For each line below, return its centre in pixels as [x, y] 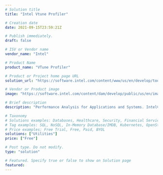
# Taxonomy [16, 116]
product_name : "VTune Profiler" [38, 67]
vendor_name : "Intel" [27, 54]
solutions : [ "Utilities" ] [31, 134]
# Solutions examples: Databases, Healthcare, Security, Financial [75, 120]
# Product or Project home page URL [42, 76]
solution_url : [19, 81]
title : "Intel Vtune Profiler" [37, 14]
